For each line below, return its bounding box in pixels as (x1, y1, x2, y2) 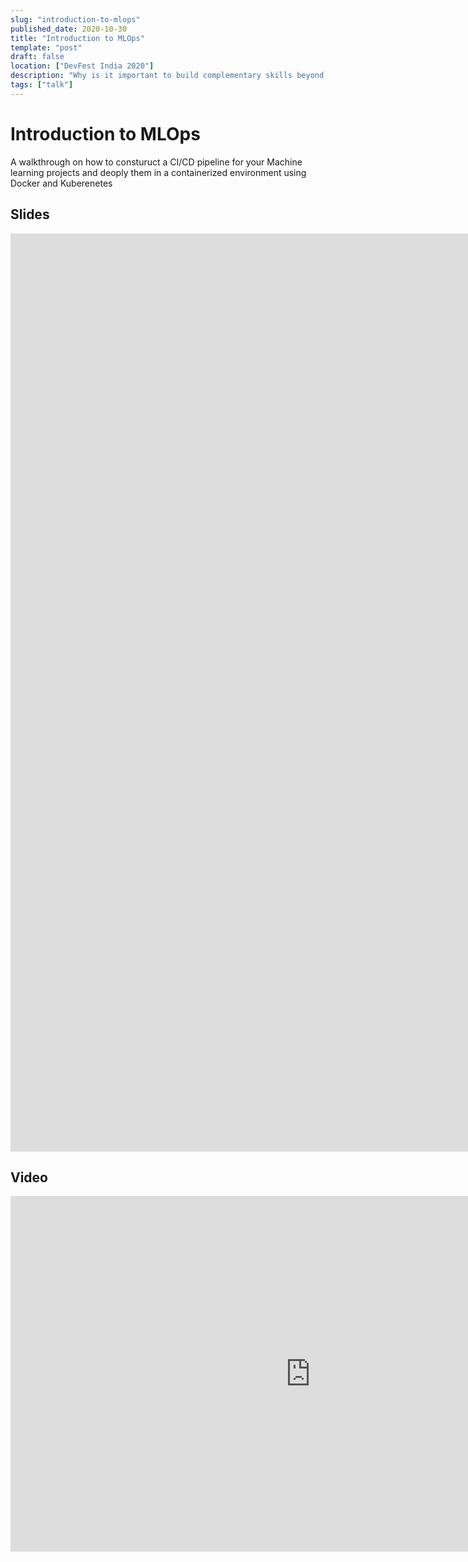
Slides (10, 206, 50, 223)
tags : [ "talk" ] (10, 80, 74, 90)
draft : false (10, 52, 65, 62)
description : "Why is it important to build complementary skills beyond (10, 71, 325, 81)
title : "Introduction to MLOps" (10, 33, 145, 43)
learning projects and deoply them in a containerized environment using (10, 166, 307, 178)
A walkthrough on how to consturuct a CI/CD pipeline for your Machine (10, 156, 303, 168)
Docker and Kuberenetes (10, 177, 113, 189)
